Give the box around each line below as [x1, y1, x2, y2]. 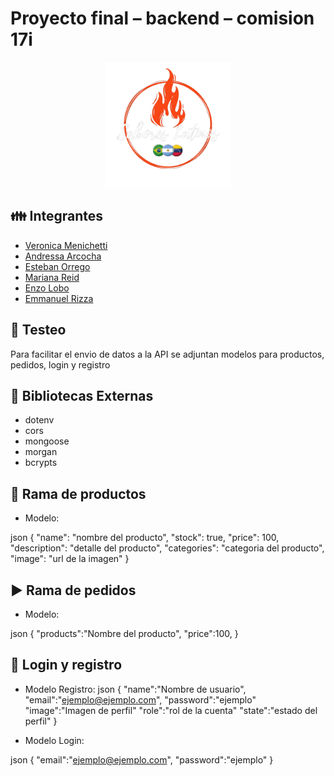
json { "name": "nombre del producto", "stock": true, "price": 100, [10, 532, 280, 544]
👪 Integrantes [10, 208, 104, 225]
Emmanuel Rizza [24, 292, 94, 304]
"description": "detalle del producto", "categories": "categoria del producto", [10, 542, 325, 554]
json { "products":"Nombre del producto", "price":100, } [10, 628, 239, 639]
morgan [24, 446, 58, 458]
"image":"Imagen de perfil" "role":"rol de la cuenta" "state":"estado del [24, 704, 318, 716]
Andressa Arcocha [24, 250, 102, 262]
